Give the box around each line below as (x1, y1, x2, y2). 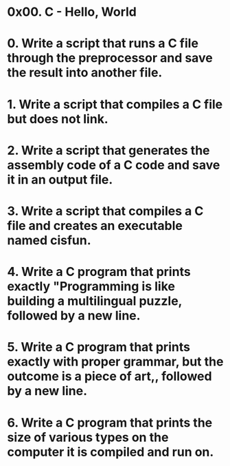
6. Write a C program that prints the (7, 414, 213, 430)
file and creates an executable (7, 218, 183, 233)
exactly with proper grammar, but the (7, 354, 224, 370)
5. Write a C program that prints (7, 339, 191, 355)
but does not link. (7, 111, 108, 127)
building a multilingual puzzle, (7, 293, 183, 309)
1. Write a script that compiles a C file (7, 96, 223, 112)
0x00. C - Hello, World (7, 4, 137, 20)
